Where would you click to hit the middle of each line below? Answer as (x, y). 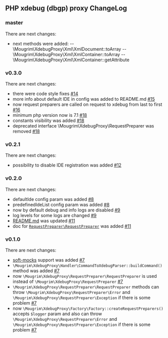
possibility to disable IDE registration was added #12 (67, 165)
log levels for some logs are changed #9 (55, 215)
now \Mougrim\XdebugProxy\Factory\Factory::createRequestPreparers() (88, 308)
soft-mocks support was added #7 (49, 260)
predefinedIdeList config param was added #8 (61, 204)
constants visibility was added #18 (48, 120)
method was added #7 (36, 271)
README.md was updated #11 (44, 221)
